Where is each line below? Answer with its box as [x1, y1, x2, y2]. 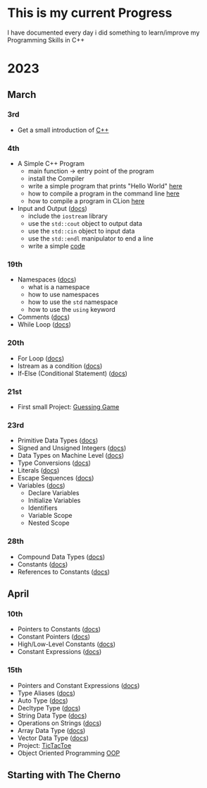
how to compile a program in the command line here [27, 189, 180, 198]
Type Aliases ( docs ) [17, 689, 76, 697]
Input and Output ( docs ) [17, 205, 88, 213]
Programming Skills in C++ [7, 35, 85, 44]
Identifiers [27, 504, 58, 512]
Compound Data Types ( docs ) [17, 552, 106, 561]
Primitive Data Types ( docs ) [17, 436, 99, 445]
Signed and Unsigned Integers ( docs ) [17, 444, 127, 452]
